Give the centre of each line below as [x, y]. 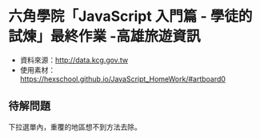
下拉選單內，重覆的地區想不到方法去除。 [75, 127]
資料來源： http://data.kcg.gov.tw [74, 60]
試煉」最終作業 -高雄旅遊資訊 [104, 36]
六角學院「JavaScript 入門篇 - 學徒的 [130, 16]
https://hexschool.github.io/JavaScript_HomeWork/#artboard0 [123, 79]
